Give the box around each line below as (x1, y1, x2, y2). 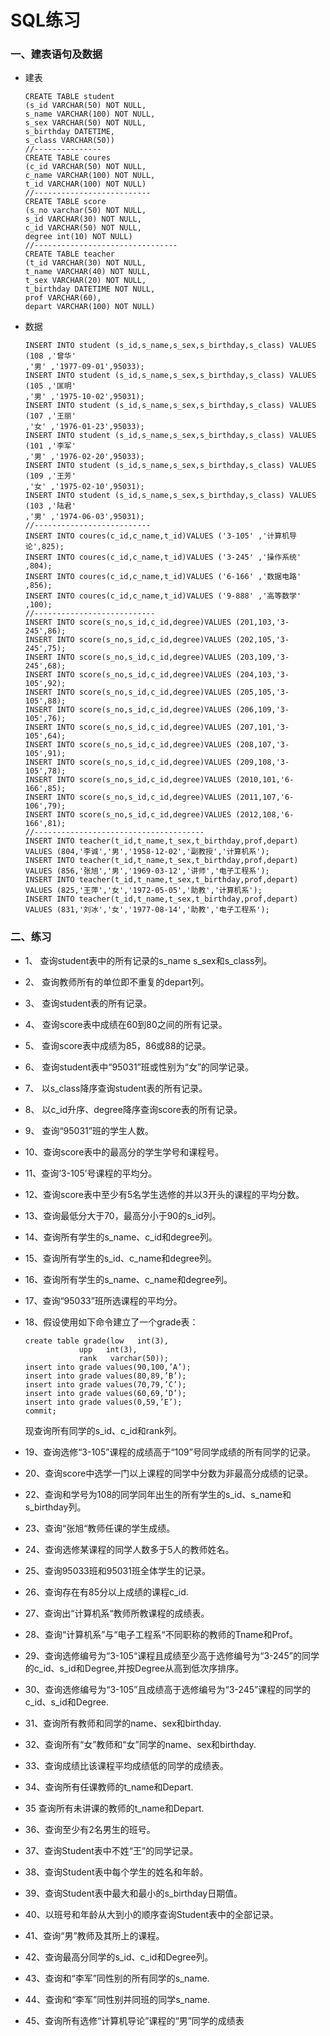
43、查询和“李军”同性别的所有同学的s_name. (24, 1972, 210, 1984)
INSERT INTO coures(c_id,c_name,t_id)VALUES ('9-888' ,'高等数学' (24, 591, 302, 601)
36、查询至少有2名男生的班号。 (24, 1823, 156, 1835)
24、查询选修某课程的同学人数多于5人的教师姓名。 (24, 1543, 235, 1555)
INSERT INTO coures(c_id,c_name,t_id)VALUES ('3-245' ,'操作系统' (24, 552, 302, 563)
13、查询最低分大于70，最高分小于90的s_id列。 (24, 1209, 222, 1221)
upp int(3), (78, 1344, 138, 1355)
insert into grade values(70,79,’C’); (24, 1379, 187, 1390)
